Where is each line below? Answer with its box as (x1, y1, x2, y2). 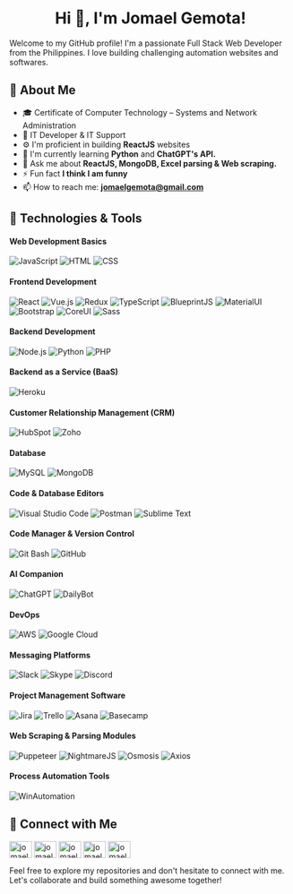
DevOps (9, 609, 40, 620)
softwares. (9, 56, 49, 67)
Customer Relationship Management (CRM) (9, 407, 176, 417)
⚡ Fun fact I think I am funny (22, 168, 128, 178)
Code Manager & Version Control (9, 529, 134, 539)
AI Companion (9, 569, 65, 580)
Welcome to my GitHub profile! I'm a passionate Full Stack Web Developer (9, 38, 282, 48)
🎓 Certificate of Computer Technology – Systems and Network (22, 107, 258, 117)
